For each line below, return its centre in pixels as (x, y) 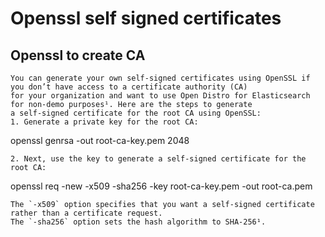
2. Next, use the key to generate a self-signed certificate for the (158, 159)
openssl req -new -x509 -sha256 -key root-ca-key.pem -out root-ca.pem (161, 186)
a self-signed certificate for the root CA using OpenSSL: (136, 113)
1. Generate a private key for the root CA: (104, 122)
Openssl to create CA (78, 55)
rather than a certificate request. (86, 213)
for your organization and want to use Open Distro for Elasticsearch (160, 96)
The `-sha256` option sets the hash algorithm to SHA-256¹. (138, 222)
